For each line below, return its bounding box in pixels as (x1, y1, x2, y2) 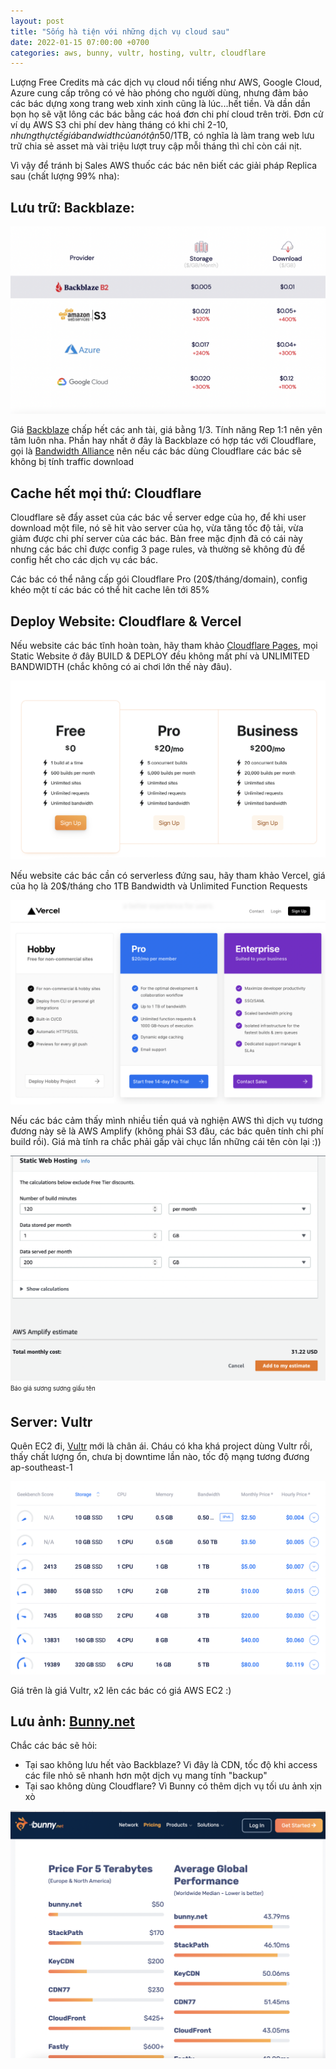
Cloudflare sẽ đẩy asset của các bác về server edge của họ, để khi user (10, 511, 307, 524)
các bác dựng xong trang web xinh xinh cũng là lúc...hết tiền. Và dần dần (10, 98, 311, 110)
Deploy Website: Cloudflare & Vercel (10, 613, 242, 630)
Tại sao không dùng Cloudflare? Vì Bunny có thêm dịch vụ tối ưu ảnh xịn (24, 1780, 323, 1792)
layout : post (10, 16, 65, 26)
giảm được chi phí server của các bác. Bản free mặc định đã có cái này (10, 533, 303, 545)
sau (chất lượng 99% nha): (10, 170, 120, 182)
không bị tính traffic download (10, 456, 135, 468)
